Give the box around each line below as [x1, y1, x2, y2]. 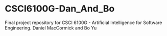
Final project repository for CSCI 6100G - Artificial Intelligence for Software [5, 19, 162, 25]
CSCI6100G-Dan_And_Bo [5, 3, 115, 14]
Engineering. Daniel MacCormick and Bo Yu [5, 24, 97, 30]
